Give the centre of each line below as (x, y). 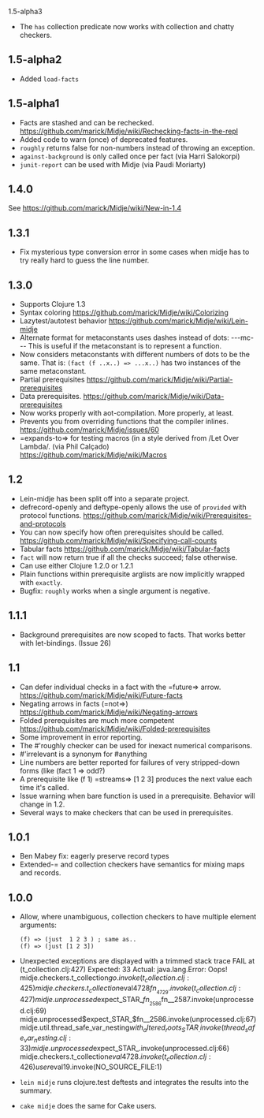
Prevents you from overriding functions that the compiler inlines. (124, 422)
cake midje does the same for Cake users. (88, 1105)
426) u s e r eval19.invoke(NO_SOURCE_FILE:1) (91, 1067)
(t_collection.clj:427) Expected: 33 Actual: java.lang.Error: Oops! (123, 970)
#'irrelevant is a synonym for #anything (83, 754)
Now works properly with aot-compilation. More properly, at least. (126, 413)
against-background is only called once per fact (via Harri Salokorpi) (130, 156)
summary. (36, 1090)
